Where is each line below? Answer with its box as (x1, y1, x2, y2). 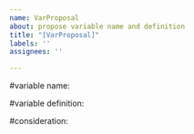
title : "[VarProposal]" (9, 30, 100, 39)
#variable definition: (9, 98, 85, 109)
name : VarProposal (9, 13, 79, 23)
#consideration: (9, 116, 68, 127)
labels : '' (9, 38, 51, 48)
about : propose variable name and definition (9, 22, 185, 31)
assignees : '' (9, 47, 64, 57)
